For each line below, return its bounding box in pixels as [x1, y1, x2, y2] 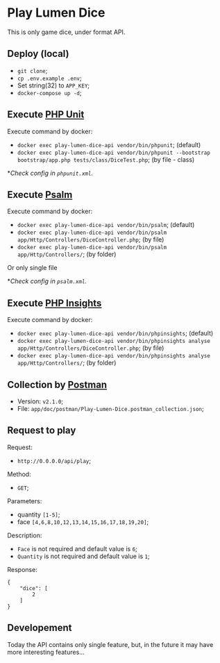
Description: [7, 531, 42, 539]
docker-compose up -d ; [17, 88, 82, 96]
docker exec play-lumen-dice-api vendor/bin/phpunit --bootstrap [17, 149, 210, 156]
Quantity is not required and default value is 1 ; [17, 552, 151, 560]
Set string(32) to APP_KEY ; [17, 81, 90, 90]
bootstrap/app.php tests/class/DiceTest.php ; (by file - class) [17, 155, 195, 164]
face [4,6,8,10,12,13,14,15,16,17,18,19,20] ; [17, 517, 149, 526]
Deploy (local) [7, 48, 69, 60]
